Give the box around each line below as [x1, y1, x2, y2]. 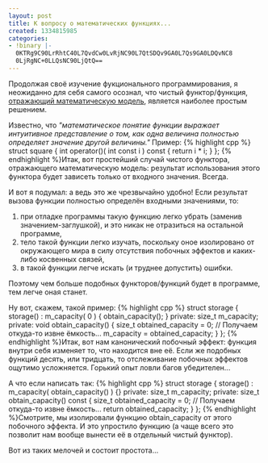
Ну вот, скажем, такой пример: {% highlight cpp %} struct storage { [8, 302, 239, 312]
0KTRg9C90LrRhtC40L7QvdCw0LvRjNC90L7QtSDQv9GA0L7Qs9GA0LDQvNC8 [15, 49, 232, 57]
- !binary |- [8, 42, 52, 50]
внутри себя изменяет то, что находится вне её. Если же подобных [8, 345, 241, 355]
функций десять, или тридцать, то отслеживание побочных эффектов [8, 354, 249, 364]
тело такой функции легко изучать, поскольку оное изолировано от [19, 237, 255, 247]
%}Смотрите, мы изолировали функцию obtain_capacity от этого [8, 412, 232, 422]
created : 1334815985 [8, 27, 78, 35]
